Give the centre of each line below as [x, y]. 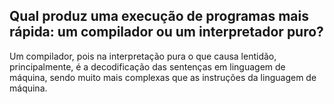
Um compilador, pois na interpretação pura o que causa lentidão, [143, 56]
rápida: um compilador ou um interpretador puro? [166, 32]
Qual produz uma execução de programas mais [159, 16]
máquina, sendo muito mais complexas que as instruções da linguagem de [163, 77]
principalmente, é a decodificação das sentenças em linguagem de [147, 66]
